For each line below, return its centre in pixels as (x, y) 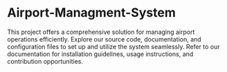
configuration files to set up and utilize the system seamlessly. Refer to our (113, 46)
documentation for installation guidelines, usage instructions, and (100, 54)
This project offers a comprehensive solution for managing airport (101, 32)
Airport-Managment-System (92, 13)
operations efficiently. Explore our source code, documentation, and (105, 39)
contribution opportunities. (45, 61)
